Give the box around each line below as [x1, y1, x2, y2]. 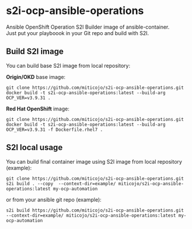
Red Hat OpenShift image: [6, 105, 70, 112]
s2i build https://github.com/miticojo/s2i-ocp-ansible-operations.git [6, 207, 184, 213]
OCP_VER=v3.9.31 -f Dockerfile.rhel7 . [6, 127, 103, 133]
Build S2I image [6, 47, 64, 57]
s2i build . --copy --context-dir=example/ [6, 181, 116, 186]
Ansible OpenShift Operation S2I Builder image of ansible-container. [6, 23, 170, 30]
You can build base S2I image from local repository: [6, 62, 130, 69]
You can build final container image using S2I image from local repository [6, 158, 183, 165]
